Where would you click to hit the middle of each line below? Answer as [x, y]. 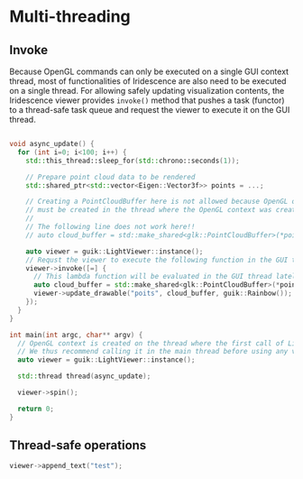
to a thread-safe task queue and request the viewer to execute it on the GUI [150, 110]
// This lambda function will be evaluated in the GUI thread [152, 277]
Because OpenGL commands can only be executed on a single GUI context [149, 71]
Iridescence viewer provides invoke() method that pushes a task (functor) [147, 100]
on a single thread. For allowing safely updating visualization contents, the [147, 91]
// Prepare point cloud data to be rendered [110, 177]
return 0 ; [36, 409]
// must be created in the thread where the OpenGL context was [149, 210]
